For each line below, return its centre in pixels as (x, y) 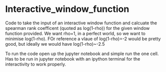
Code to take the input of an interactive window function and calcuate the (81, 23)
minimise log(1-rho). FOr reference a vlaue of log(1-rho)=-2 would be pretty (83, 39)
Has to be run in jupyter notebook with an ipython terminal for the (73, 59)
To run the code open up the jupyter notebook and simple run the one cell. (82, 54)
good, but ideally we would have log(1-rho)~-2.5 (55, 44)
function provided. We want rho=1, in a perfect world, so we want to (75, 33)
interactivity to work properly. (36, 64)
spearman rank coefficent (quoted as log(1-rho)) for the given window (77, 28)
